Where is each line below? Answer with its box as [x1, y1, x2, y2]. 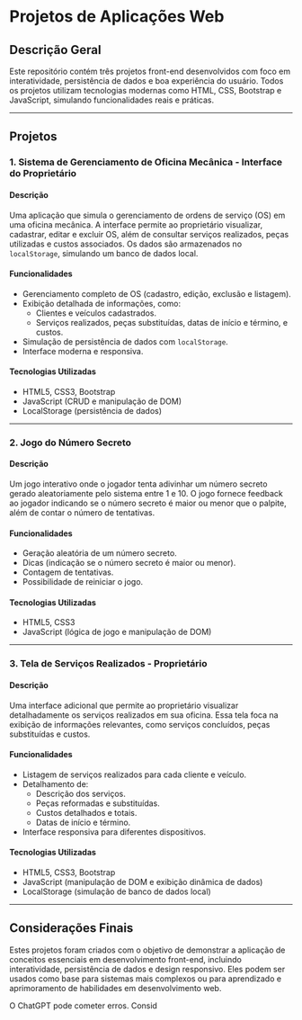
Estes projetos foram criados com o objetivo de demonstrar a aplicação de [9, 944, 286, 955]
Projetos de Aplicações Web [9, 6, 225, 27]
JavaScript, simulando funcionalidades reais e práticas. [9, 94, 214, 105]
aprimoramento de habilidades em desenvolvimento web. [9, 982, 222, 993]
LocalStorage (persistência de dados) [22, 405, 163, 416]
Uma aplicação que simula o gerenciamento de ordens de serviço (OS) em [9, 210, 286, 220]
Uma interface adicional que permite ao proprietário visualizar [9, 700, 239, 711]
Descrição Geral [9, 42, 102, 58]
